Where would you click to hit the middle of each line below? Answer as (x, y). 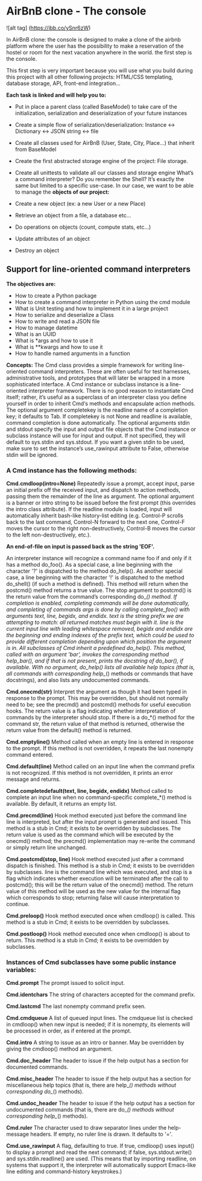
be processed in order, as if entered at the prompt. (69, 1031)
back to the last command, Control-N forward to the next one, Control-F (96, 522)
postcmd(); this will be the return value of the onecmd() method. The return (100, 885)
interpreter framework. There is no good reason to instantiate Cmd (111, 390)
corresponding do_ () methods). (45, 1092)
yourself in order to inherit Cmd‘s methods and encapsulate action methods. (101, 403)
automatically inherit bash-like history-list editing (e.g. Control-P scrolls (95, 516)
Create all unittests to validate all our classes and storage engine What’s (104, 173)
